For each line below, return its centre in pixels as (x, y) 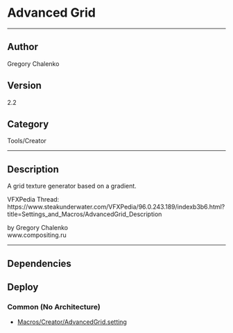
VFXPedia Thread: (33, 200)
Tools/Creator (27, 141)
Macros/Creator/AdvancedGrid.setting (72, 322)
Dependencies (39, 263)
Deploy (23, 287)
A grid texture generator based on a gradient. (72, 186)
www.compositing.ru (37, 235)
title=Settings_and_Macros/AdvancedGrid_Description (85, 214)
